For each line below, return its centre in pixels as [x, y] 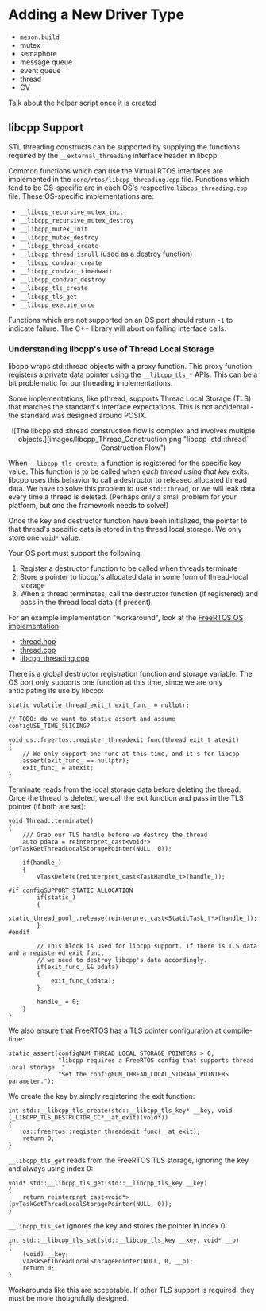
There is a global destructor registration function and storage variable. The [130, 674]
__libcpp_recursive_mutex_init [71, 212]
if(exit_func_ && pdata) [78, 968]
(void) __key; [46, 1255]
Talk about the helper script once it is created [83, 103]
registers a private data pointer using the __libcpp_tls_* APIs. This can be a [133, 374]
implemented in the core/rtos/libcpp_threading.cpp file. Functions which [129, 179]
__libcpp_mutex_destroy [59, 237]
